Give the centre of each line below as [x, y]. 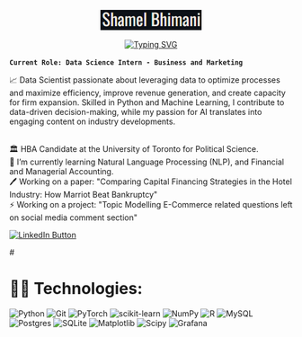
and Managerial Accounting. [62, 171]
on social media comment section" [73, 217]
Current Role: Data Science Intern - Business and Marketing [126, 63]
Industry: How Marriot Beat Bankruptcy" [84, 195]
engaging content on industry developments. [93, 121]
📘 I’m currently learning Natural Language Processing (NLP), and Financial [147, 162]
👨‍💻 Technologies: [76, 289]
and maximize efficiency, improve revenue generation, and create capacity [147, 93]
